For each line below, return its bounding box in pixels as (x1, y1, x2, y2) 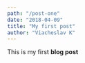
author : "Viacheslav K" (7, 29, 76, 36)
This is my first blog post (7, 48, 79, 56)
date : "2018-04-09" (7, 16, 64, 23)
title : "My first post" (7, 23, 76, 29)
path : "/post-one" (7, 10, 60, 17)
